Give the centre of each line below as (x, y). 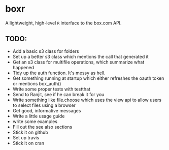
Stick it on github (30, 132)
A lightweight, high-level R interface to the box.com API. (63, 23)
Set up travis (26, 137)
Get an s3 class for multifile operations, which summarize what (78, 62)
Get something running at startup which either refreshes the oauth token (88, 78)
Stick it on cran (28, 143)
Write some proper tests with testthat (51, 89)
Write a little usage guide (39, 116)
